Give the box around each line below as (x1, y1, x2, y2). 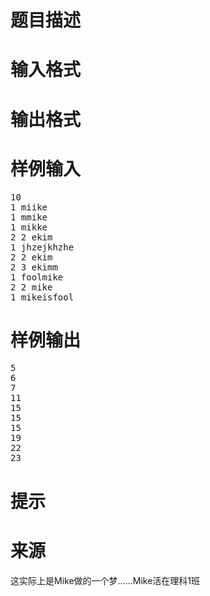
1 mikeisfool (10, 291, 75, 303)
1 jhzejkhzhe (10, 241, 75, 253)
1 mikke (10, 221, 48, 233)
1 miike (10, 201, 48, 213)
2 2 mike (10, 281, 53, 293)
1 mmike (10, 211, 48, 223)
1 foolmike (10, 271, 64, 283)
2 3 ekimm (10, 261, 58, 273)
